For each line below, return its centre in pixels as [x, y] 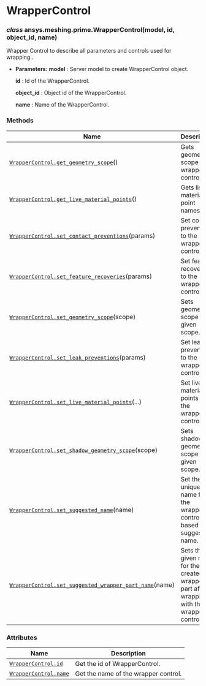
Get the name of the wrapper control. [128, 674]
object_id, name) [32, 37]
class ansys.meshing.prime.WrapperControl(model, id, [90, 30]
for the [190, 565]
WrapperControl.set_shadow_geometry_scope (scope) [84, 450]
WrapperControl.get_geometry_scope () [64, 162]
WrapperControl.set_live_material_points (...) [76, 402]
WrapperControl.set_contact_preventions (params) [82, 235]
